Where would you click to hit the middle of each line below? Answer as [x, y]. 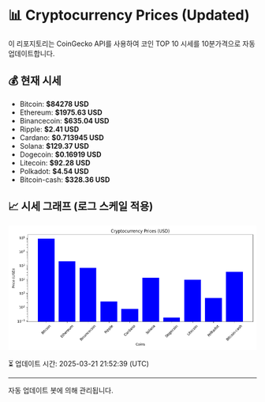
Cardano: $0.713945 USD [62, 137]
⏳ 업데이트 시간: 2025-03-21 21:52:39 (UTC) [79, 363]
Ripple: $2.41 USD [49, 129]
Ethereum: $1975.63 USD [61, 112]
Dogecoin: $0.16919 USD [60, 154]
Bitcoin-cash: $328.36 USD [65, 180]
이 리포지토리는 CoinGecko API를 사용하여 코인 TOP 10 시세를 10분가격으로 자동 [132, 44]
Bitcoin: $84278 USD [54, 104]
